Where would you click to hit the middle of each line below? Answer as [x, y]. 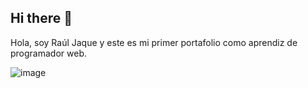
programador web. [48, 53]
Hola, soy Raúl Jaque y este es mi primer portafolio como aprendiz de [154, 42]
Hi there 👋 [41, 18]
